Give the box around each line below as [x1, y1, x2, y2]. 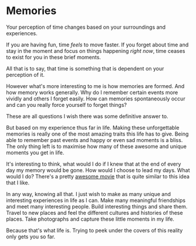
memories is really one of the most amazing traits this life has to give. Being [6, 130, 189, 137]
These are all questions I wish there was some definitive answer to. [6, 113, 168, 120]
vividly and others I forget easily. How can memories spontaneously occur [6, 95, 186, 102]
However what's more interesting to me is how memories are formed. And [6, 82, 185, 89]
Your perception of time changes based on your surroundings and [6, 23, 166, 31]
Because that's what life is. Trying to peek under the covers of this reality [6, 227, 183, 234]
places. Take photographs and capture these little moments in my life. [6, 215, 175, 223]
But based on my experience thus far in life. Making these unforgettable [6, 124, 180, 131]
